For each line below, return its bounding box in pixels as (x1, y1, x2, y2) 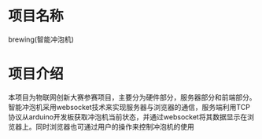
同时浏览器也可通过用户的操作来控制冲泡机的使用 (35, 122, 194, 131)
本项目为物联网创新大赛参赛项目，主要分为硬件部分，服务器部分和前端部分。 (8, 92, 256, 102)
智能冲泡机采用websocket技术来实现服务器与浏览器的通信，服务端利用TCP (8, 102, 250, 112)
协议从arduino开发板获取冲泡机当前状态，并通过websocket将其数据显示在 (8, 112, 248, 122)
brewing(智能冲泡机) (8, 35, 75, 44)
